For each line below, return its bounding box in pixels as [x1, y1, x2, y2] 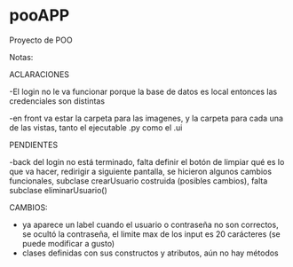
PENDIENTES [9, 139, 59, 150]
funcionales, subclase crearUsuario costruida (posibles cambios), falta [9, 175, 268, 186]
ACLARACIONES [9, 68, 69, 80]
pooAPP [9, 5, 70, 26]
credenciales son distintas [9, 95, 105, 106]
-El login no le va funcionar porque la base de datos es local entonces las [9, 86, 278, 97]
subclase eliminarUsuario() [9, 185, 108, 195]
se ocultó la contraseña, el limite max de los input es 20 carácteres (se [21, 228, 281, 240]
